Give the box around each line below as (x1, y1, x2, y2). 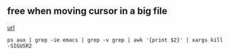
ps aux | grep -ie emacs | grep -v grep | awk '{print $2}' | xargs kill (7, 37, 224, 43)
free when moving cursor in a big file (7, 5, 167, 17)
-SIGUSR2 (7, 42, 32, 50)
